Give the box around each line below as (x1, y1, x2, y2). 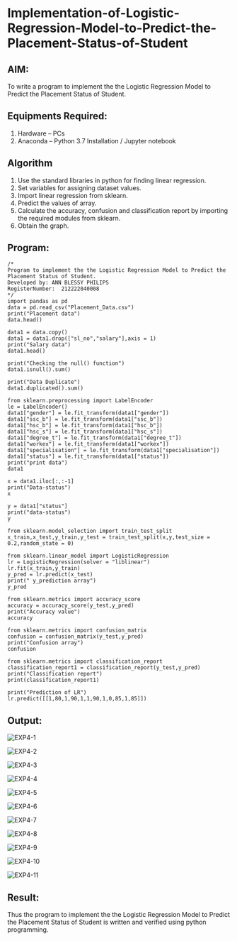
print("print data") (7, 459, 69, 466)
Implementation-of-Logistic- (7, 5, 180, 21)
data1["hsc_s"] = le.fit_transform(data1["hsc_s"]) (7, 428, 163, 436)
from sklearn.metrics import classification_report (7, 658, 163, 665)
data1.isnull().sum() (7, 366, 71, 373)
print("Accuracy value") (7, 608, 81, 615)
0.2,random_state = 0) (7, 540, 74, 547)
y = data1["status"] (7, 502, 69, 510)
